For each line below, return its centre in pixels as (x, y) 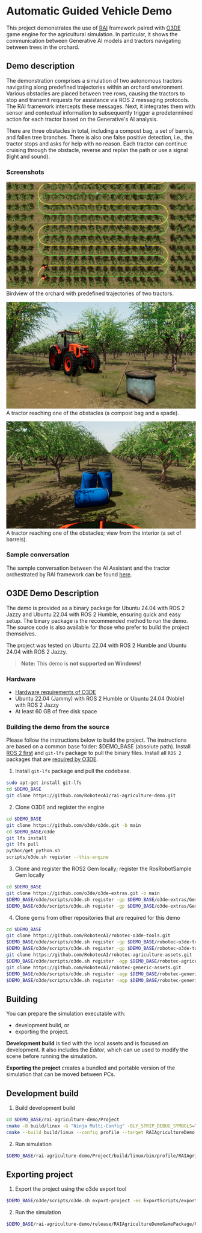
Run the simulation (38, 1212)
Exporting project (40, 1174)
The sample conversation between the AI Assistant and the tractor (88, 568)
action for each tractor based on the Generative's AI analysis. (82, 119)
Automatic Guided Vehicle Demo (89, 11)
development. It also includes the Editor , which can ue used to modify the (97, 1050)
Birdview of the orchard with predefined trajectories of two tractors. (90, 293)
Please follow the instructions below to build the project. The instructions (96, 740)
